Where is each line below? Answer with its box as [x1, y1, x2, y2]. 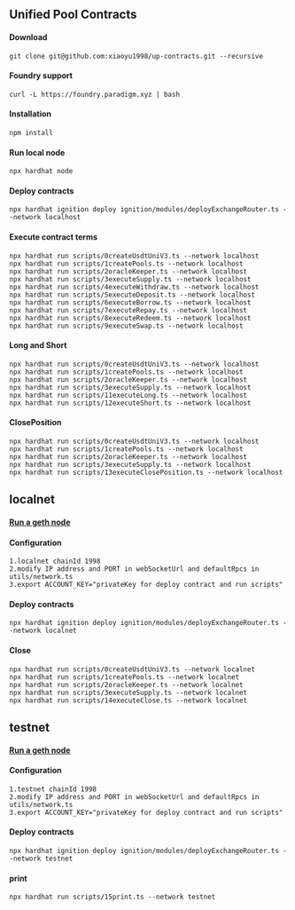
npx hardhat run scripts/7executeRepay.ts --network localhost [9, 305, 248, 314]
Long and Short [9, 340, 67, 351]
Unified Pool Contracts [9, 7, 137, 22]
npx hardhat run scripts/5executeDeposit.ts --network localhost [9, 290, 255, 299]
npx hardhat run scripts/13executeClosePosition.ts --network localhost [9, 468, 283, 478]
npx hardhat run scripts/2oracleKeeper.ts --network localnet [9, 680, 244, 689]
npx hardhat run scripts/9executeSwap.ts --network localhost [9, 321, 244, 330]
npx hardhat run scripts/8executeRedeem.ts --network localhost [9, 313, 252, 322]
